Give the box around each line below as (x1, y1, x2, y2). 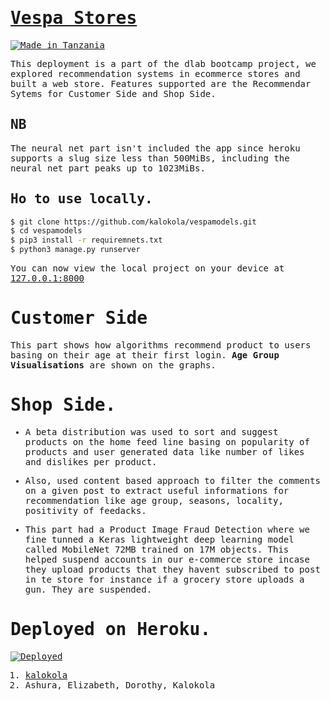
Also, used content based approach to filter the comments (24, 475, 321, 486)
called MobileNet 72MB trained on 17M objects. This (24, 543, 290, 555)
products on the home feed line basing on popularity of (24, 436, 310, 447)
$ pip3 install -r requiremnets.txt (10, 235, 163, 246)
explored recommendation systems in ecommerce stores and (10, 68, 301, 79)
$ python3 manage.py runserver (10, 245, 141, 255)
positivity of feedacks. (24, 505, 147, 516)
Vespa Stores (10, 7, 138, 29)
